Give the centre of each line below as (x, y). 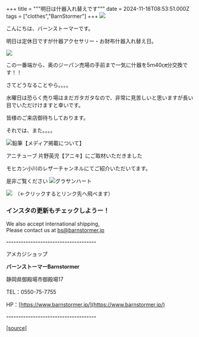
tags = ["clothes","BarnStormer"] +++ (52, 16)
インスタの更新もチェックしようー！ (58, 210)
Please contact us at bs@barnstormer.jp (56, 230)
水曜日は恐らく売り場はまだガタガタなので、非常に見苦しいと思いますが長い (100, 98)
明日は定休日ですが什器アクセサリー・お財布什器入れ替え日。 (82, 41)
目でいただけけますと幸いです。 (45, 105)
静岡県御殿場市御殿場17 (35, 279)
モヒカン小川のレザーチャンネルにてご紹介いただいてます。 (79, 168)
